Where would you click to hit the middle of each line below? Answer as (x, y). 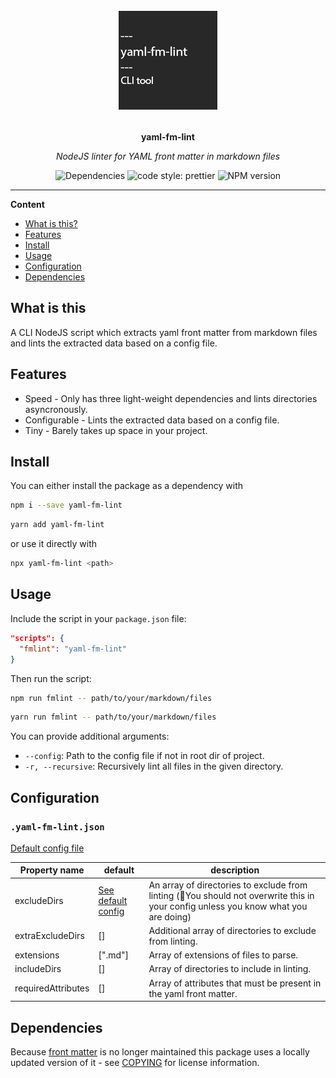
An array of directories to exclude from (228, 885)
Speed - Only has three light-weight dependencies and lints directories (171, 398)
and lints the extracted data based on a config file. (114, 343)
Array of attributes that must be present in (235, 983)
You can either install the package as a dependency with (127, 486)
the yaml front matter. (193, 993)
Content (27, 204)
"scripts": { (37, 638)
